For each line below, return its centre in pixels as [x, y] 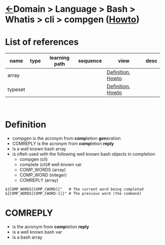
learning [59, 58]
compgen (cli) [34, 159]
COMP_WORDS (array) [43, 170]
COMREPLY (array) [39, 180]
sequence [90, 61]
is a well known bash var [37, 232]
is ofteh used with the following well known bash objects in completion [84, 154]
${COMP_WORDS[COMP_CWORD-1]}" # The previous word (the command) [73, 194]
